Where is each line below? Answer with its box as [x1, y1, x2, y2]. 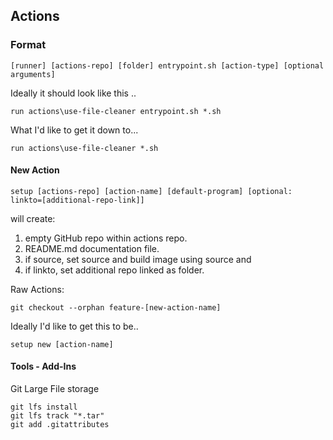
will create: [10, 212, 56, 224]
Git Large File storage [10, 383, 100, 395]
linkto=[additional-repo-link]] [10, 195, 145, 205]
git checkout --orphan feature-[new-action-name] [10, 302, 222, 313]
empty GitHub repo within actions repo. [24, 232, 188, 244]
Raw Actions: [10, 283, 65, 295]
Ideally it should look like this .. [10, 87, 137, 99]
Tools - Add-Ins [10, 360, 77, 373]
